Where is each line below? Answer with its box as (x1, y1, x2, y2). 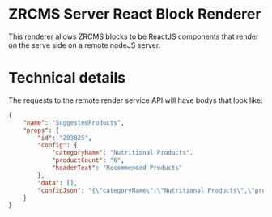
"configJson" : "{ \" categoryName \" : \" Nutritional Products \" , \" (37, 186, 255, 194)
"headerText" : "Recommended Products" (51, 164, 183, 172)
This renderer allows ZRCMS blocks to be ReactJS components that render (8, 32, 259, 41)
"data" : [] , (37, 179, 79, 187)
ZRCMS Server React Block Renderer (8, 5, 261, 23)
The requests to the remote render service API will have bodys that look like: (8, 95, 263, 105)
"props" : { (23, 126, 60, 134)
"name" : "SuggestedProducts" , (23, 118, 125, 126)
